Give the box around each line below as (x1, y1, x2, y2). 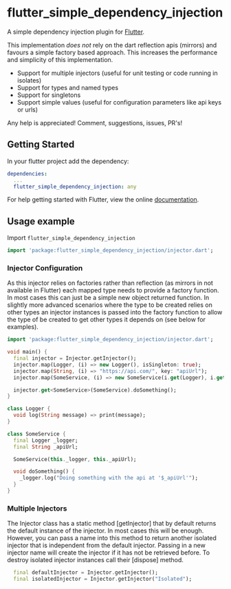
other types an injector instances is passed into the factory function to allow (7, 308, 223, 317)
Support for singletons (16, 91, 81, 99)
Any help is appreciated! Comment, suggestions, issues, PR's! (7, 118, 183, 127)
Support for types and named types (16, 83, 119, 92)
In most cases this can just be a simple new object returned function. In (7, 294, 210, 302)
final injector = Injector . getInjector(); (13, 355, 137, 362)
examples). (7, 323, 39, 331)
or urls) (16, 105, 38, 114)
